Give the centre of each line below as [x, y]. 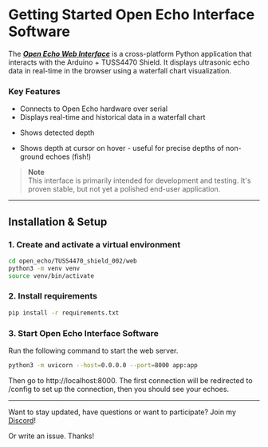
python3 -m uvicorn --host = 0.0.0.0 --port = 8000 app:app [103, 366]
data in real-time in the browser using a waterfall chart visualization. [120, 70]
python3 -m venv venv [44, 268]
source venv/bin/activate [51, 276]
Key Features [35, 91]
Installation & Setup [58, 222]
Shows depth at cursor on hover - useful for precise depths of [122, 148]
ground [32, 156]
